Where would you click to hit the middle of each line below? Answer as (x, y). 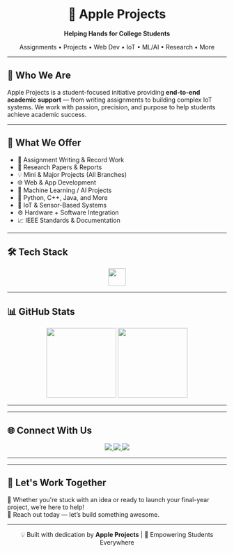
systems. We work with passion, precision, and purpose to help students (111, 107)
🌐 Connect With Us (50, 430)
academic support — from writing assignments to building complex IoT (110, 100)
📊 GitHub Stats (41, 312)
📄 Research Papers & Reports (60, 167)
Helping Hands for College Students (117, 33)
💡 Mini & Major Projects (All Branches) (72, 174)
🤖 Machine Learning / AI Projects (64, 190)
